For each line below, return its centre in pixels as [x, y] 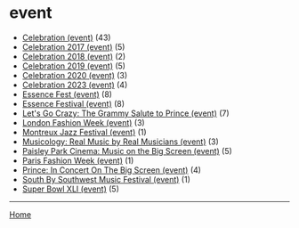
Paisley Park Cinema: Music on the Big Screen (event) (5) [127, 151]
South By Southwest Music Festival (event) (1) [106, 179]
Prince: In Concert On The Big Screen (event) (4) [112, 170]
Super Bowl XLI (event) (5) [71, 189]
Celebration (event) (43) [66, 37]
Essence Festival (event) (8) [73, 103]
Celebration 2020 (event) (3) [75, 75]
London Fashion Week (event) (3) [83, 122]
